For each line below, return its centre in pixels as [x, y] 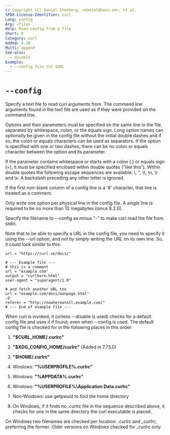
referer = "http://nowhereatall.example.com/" [55, 303]
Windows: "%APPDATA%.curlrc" [48, 376]
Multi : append [20, 48]
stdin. [11, 224]
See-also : [16, 52]
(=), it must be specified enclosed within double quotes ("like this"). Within [83, 167]
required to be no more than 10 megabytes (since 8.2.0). [64, 209]
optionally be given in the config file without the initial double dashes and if [83, 136]
